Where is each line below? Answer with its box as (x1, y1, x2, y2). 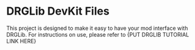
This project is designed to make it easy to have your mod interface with (6, 24, 188, 32)
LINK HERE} (6, 37, 37, 45)
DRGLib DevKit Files (6, 4, 110, 18)
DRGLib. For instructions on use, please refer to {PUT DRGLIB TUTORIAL (6, 30, 189, 38)
